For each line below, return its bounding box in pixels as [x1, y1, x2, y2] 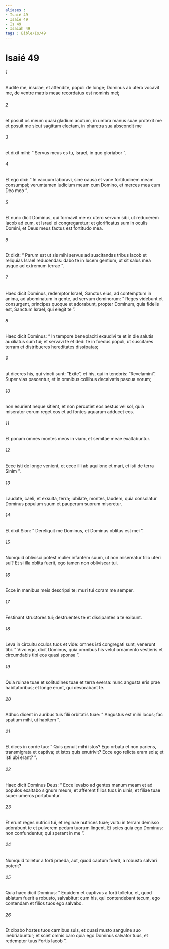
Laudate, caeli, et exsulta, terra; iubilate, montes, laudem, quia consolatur [5, 495, 157, 501]
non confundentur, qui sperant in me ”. [5, 830, 85, 836]
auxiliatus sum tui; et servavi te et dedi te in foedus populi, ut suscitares [5, 338, 154, 344]
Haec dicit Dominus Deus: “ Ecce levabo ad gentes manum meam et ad [5, 782, 153, 788]
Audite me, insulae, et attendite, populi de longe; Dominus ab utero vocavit [5, 85, 160, 91]
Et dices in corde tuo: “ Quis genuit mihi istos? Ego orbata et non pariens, [5, 744, 157, 750]
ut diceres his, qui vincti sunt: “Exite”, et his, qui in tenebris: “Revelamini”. [5, 371, 156, 377]
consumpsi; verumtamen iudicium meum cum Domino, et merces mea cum [5, 182, 161, 188]
